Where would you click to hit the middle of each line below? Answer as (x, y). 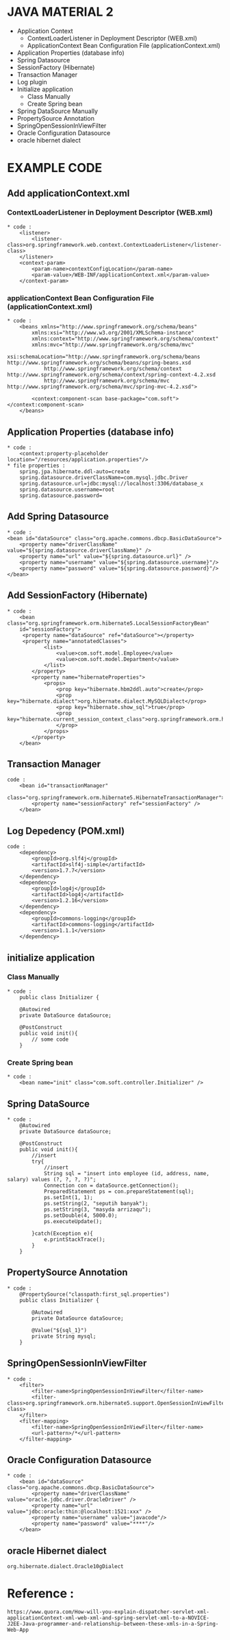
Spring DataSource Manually (57, 111)
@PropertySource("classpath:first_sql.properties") (94, 1294)
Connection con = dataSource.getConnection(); (111, 1185)
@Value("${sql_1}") (60, 1330)
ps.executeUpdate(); (73, 1221)
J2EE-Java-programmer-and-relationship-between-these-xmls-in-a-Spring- (113, 1624)
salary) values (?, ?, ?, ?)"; (52, 1179)
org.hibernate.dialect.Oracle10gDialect (66, 1567)
